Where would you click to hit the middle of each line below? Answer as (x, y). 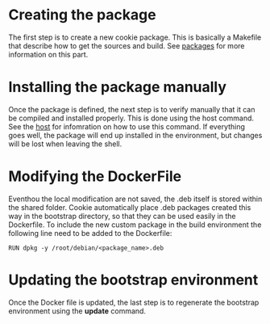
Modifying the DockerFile (95, 177)
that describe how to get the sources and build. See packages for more (127, 45)
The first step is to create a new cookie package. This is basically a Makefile (135, 37)
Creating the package (82, 15)
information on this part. (48, 54)
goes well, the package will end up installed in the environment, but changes (135, 135)
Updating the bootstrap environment (133, 280)
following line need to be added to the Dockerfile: (90, 233)
